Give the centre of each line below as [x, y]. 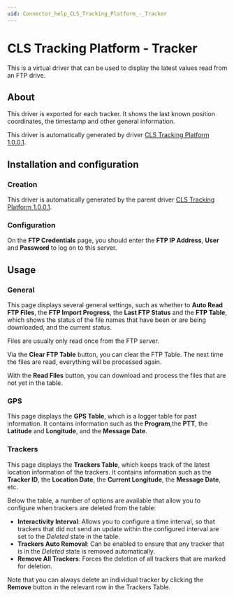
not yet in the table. [35, 383]
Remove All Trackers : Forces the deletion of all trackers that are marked [121, 559]
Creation [22, 184]
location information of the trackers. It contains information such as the [109, 472]
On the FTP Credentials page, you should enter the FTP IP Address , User [113, 240]
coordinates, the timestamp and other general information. [91, 121]
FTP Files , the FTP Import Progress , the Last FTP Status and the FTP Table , [117, 313]
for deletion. [35, 566]
